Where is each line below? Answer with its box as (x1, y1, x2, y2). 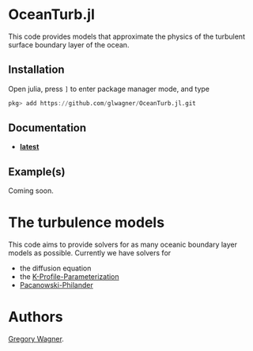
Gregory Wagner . (8, 334, 65, 344)
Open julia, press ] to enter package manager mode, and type (8, 84, 210, 93)
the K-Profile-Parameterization (19, 272, 120, 281)
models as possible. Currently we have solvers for (8, 248, 172, 258)
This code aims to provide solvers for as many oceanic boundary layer (8, 240, 238, 250)
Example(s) (8, 164, 66, 179)
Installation (8, 63, 65, 77)
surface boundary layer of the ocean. (8, 40, 130, 49)
